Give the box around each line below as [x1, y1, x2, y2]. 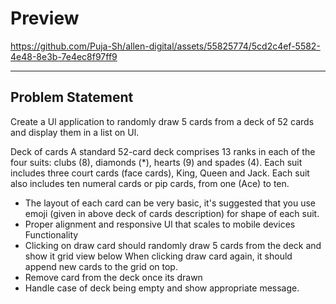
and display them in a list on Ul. [10, 126, 140, 138]
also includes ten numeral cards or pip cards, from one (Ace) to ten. [10, 177, 290, 189]
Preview [10, 7, 80, 30]
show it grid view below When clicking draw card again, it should [24, 250, 293, 262]
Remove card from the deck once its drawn [24, 271, 203, 283]
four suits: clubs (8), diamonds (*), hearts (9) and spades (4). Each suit [10, 156, 303, 168]
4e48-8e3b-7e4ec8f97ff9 [10, 50, 118, 62]
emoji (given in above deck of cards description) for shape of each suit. [24, 207, 320, 219]
